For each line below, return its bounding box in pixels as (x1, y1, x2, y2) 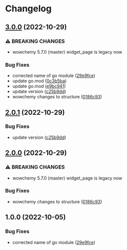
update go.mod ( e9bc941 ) (12, 83, 66, 89)
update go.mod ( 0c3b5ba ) (12, 78, 67, 84)
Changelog (5, 3, 52, 14)
